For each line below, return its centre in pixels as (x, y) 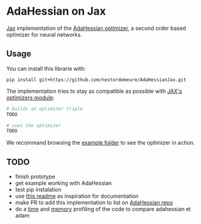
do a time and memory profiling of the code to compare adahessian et (103, 209)
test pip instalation (38, 190)
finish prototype (35, 177)
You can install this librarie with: (46, 68)
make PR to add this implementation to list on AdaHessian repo (94, 203)
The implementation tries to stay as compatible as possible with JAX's (94, 91)
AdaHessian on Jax (56, 11)
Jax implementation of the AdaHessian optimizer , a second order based (96, 28)
